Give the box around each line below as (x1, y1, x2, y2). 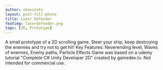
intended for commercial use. (5, 60, 66, 66)
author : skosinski (5, 7, 43, 12)
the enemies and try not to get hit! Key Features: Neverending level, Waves (5, 44, 158, 50)
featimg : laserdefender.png (5, 21, 64, 26)
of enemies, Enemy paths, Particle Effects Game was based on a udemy (5, 50, 153, 56)
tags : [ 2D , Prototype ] (5, 26, 52, 31)
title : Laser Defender (5, 16, 52, 21)
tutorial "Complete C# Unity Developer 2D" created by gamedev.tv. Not (5, 55, 151, 61)
